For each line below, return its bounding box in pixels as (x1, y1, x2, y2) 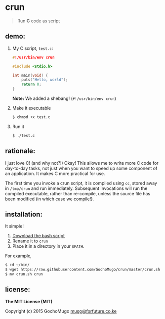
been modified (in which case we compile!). (5, 196, 94, 202)
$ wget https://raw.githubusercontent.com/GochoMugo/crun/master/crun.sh (5, 267, 161, 272)
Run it (12, 123, 25, 130)
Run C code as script (17, 18, 60, 24)
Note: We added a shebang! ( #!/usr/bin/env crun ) (12, 95, 117, 101)
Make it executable (12, 105, 51, 111)
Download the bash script (12, 233, 65, 239)
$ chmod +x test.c (12, 115, 50, 120)
